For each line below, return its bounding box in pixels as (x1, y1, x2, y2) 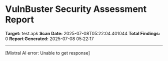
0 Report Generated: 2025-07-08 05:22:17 (5, 36, 94, 42)
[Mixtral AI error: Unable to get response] (5, 50, 90, 56)
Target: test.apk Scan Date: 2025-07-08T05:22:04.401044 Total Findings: (5, 30, 160, 36)
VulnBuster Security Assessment (5, 3, 146, 15)
